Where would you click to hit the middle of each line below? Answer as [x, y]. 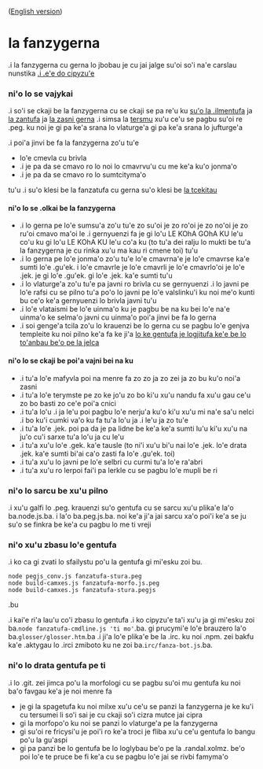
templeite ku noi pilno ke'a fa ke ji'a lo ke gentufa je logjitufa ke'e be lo [133, 335]
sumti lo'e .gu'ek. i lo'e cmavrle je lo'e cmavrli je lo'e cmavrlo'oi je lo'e [132, 268]
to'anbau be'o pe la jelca [59, 342]
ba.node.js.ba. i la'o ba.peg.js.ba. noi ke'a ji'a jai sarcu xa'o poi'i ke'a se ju [127, 516]
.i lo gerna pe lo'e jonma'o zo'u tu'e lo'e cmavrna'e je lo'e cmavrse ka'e [134, 259]
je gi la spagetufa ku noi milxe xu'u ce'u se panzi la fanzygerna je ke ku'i [136, 706]
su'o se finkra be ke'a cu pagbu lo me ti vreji [80, 524]
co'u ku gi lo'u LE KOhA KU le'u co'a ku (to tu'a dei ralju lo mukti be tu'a [135, 242]
